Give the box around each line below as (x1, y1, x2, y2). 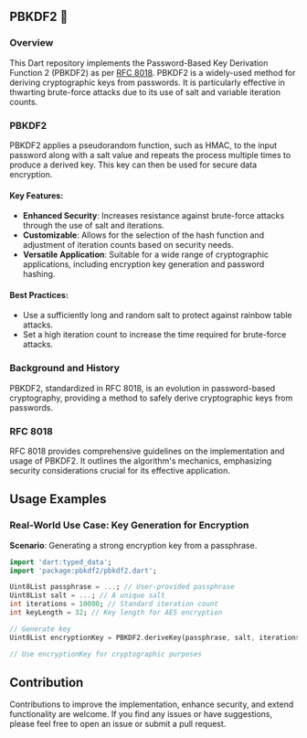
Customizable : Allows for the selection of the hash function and (22, 230, 265, 241)
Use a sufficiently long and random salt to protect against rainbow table (22, 310, 292, 321)
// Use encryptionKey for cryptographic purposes (9, 649, 203, 658)
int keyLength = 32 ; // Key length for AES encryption (9, 608, 223, 617)
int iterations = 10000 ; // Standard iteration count (9, 600, 219, 609)
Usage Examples (9, 491, 107, 508)
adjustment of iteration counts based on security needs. (22, 240, 235, 251)
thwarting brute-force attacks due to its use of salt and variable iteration (9, 86, 281, 97)
